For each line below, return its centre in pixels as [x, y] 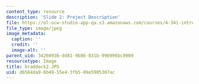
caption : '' [26, 39]
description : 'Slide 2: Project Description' [63, 17]
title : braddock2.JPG [33, 67]
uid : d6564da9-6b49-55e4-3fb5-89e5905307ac [61, 72]
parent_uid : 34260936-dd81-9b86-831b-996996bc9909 [70, 56]
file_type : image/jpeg [34, 28]
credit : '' [25, 45]
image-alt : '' [29, 50]
